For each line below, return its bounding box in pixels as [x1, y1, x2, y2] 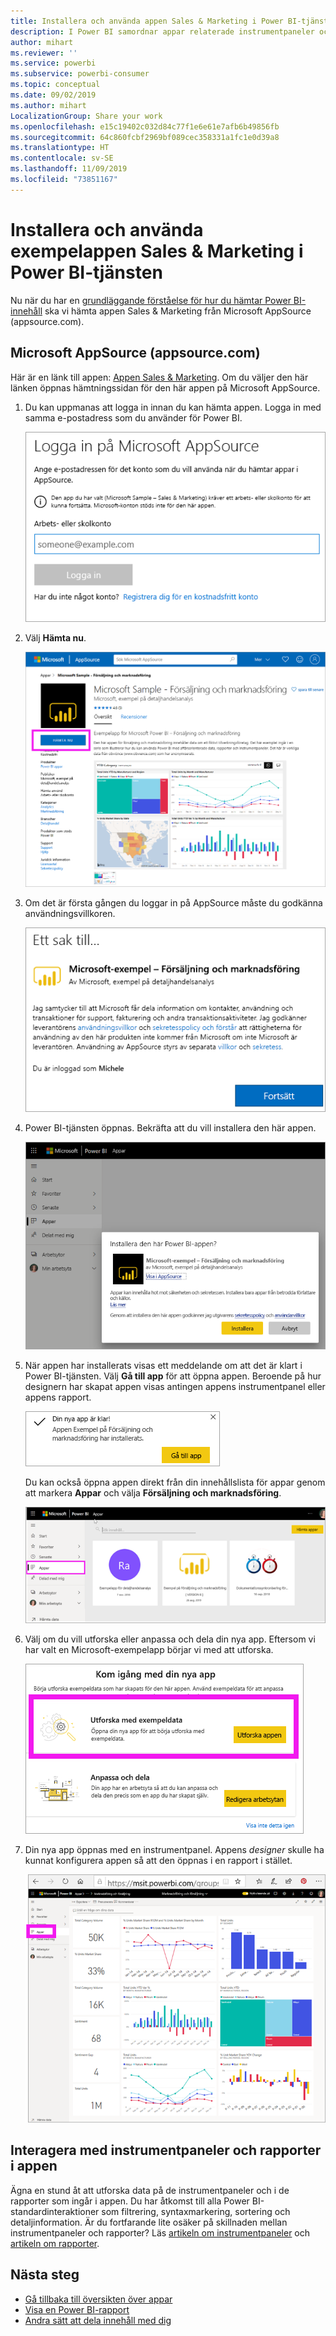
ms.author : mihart [10, 100, 87, 110]
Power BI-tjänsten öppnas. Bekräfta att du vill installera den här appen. [24, 1122, 317, 1134]
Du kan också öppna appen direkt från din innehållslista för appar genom [24, 1476, 326, 1489]
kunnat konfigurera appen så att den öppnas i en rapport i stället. [24, 1855, 293, 1867]
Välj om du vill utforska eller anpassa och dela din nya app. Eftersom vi [24, 1633, 316, 1645]
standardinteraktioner [10, 2205, 100, 2217]
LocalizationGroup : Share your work [10, 111, 163, 121]
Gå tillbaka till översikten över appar [24, 2293, 173, 2305]
